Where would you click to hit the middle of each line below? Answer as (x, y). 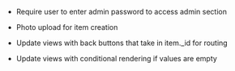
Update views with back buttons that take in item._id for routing (122, 43)
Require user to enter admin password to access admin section (121, 12)
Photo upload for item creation (67, 27)
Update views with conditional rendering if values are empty (116, 58)
